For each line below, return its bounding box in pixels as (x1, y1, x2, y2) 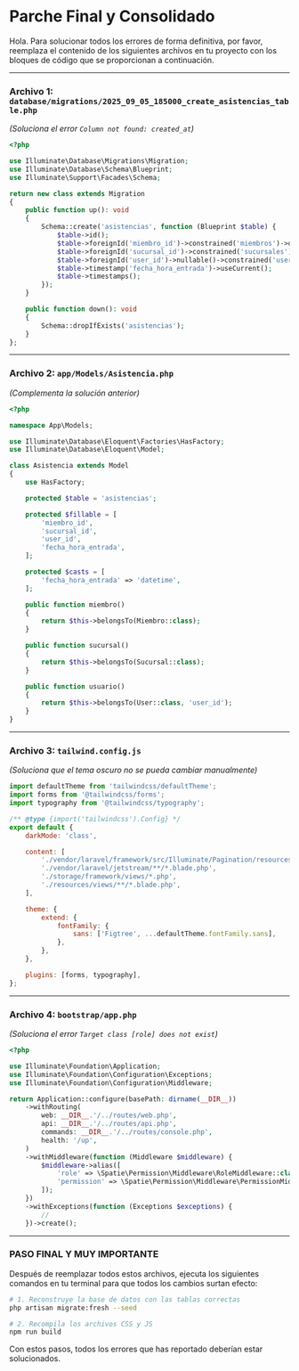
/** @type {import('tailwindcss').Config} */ (9, 814, 181, 823)
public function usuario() (25, 681, 125, 691)
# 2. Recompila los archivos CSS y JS (9, 1319, 153, 1328)
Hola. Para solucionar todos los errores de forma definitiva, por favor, (9, 36, 263, 46)
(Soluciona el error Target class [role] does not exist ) (9, 1029, 218, 1039)
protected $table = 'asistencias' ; (25, 494, 158, 502)
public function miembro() (25, 600, 125, 609)
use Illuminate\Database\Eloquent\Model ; (9, 445, 166, 454)
